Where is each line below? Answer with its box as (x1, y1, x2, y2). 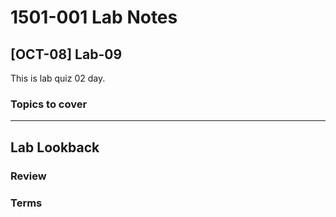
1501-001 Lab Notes (10, 6, 178, 29)
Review (10, 169, 47, 183)
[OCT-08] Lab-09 (10, 46, 123, 63)
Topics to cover (10, 97, 88, 111)
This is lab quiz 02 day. (10, 72, 106, 84)
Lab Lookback (10, 139, 100, 156)
